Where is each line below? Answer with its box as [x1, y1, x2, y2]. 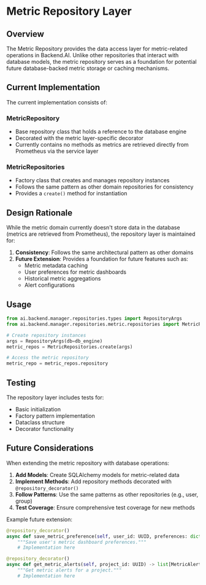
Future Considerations [6, 443, 94, 454]
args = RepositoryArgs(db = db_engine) [6, 338, 103, 344]
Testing [6, 378, 36, 388]
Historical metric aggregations [24, 275, 101, 282]
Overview [6, 29, 45, 39]
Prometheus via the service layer [15, 147, 99, 155]
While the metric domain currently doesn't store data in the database [6, 224, 180, 231]
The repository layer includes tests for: [6, 393, 104, 401]
